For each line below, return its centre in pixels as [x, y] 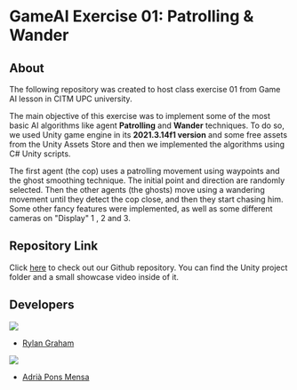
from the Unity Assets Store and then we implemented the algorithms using [147, 144]
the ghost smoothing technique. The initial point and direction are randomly [147, 180]
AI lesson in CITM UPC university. [71, 99]
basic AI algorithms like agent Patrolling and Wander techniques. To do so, [147, 125]
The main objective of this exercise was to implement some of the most [140, 116]
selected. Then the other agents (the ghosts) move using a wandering [137, 190]
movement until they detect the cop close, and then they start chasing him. [146, 199]
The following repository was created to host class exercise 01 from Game [145, 89]
